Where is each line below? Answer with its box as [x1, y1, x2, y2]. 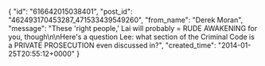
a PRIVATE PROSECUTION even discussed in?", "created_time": [8, 41, 216, 50]
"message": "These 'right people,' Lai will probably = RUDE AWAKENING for [8, 24, 257, 33]
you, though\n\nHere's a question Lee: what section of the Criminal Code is [8, 32, 255, 41]
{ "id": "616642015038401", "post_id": [8, 7, 133, 16]
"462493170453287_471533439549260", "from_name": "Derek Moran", [8, 15, 244, 25]
